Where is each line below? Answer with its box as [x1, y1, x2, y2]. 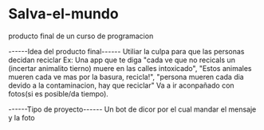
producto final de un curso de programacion [8, 31, 154, 41]
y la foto [8, 112, 35, 122]
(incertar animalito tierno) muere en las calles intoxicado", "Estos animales [8, 63, 252, 73]
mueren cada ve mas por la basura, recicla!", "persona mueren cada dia [8, 72, 245, 81]
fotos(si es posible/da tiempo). [8, 89, 109, 98]
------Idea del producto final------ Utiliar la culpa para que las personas [8, 46, 245, 56]
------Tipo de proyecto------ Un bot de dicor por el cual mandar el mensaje [8, 104, 257, 114]
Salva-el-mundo [8, 5, 119, 23]
